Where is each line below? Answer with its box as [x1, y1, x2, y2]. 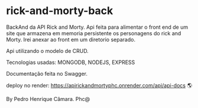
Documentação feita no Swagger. [6, 70, 87, 77]
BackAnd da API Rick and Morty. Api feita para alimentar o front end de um [6, 23, 189, 31]
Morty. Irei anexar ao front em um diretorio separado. [6, 36, 136, 43]
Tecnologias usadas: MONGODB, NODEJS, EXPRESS [6, 59, 135, 66]
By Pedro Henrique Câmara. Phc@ [6, 95, 90, 102]
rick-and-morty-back [6, 4, 113, 18]
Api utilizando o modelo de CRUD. [6, 47, 89, 54]
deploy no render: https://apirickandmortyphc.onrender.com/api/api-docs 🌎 [6, 82, 193, 89]
